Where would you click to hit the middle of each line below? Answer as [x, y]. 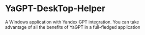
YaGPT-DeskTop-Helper [55, 9]
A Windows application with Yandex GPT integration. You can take [72, 22]
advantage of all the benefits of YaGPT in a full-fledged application [73, 27]
